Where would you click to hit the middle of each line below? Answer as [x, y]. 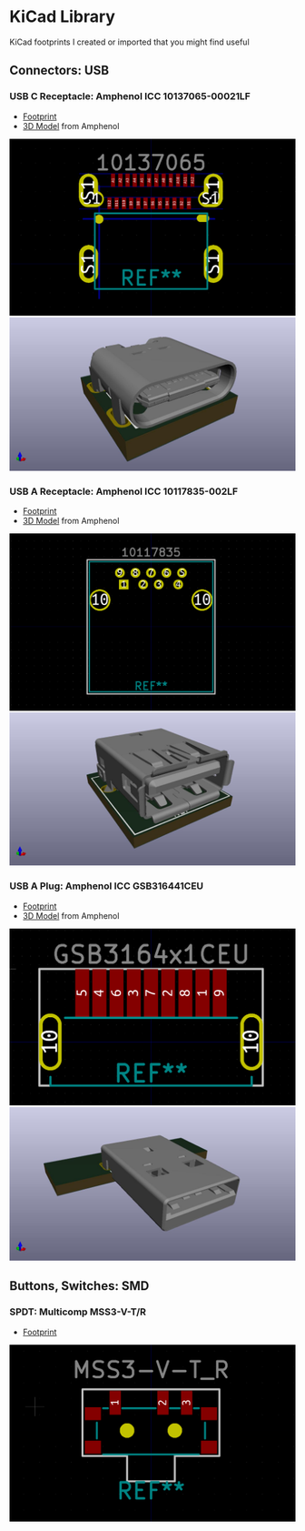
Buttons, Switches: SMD [79, 1286]
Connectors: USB [59, 71]
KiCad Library [63, 17]
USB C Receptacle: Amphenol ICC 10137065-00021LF [130, 96]
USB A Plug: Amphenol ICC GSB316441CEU [107, 886]
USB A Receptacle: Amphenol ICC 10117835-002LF [124, 491]
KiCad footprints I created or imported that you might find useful [129, 42]
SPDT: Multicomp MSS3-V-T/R [78, 1312]
